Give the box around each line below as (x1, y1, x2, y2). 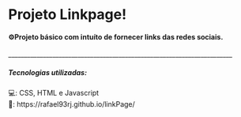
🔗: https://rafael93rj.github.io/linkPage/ (8, 100, 136, 109)
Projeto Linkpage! (8, 6, 127, 24)
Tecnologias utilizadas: (8, 67, 88, 77)
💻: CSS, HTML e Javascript (8, 89, 100, 98)
